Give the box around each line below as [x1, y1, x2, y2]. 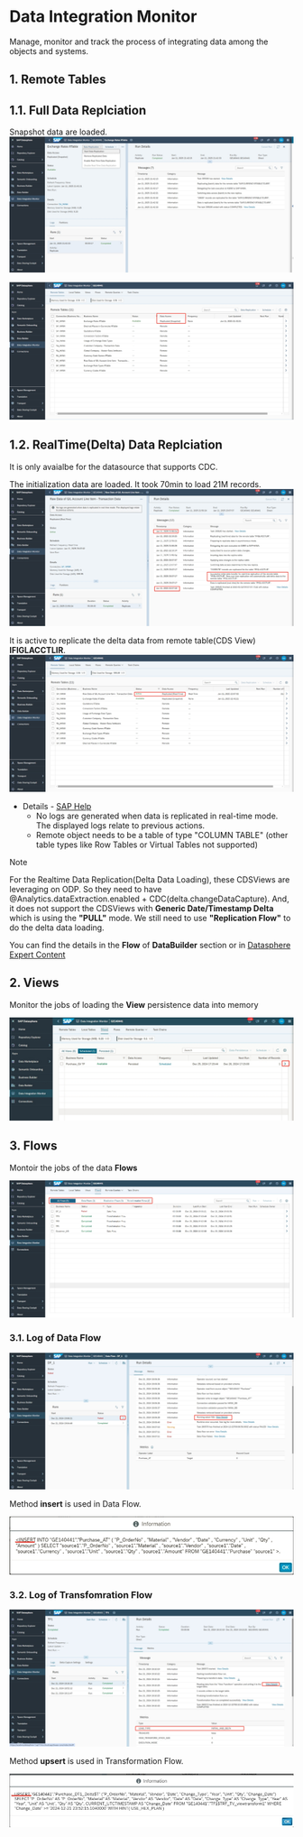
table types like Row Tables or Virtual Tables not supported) [35, 839, 259, 850]
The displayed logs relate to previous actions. [35, 820, 206, 831]
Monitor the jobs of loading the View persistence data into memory [9, 999, 259, 1010]
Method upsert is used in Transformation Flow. [9, 1756, 184, 1767]
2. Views [9, 975, 60, 991]
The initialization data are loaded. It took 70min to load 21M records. [9, 478, 262, 489]
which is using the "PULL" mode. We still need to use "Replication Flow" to [9, 913, 291, 924]
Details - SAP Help [22, 801, 92, 812]
